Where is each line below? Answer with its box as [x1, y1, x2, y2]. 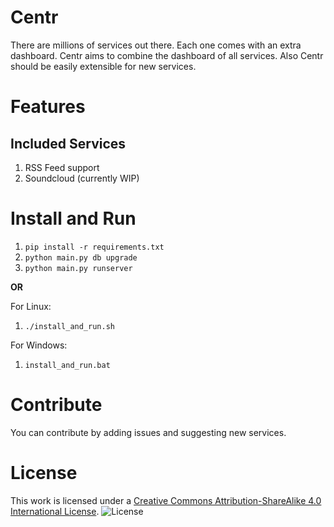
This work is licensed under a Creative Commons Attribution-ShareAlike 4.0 [10, 494, 322, 506]
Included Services [10, 135, 127, 152]
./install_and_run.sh [24, 321, 115, 331]
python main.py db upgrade [24, 252, 138, 263]
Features [10, 96, 86, 118]
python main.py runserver [24, 263, 133, 273]
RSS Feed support [24, 161, 100, 173]
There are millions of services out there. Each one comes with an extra [10, 39, 302, 51]
